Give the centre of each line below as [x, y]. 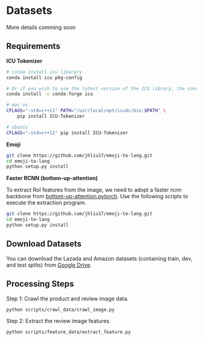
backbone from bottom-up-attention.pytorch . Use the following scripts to [97, 196]
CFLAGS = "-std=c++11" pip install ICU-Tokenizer [67, 133]
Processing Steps [40, 284]
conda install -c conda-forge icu [50, 94]
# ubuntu [17, 127]
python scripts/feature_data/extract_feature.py [69, 332]
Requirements [33, 46]
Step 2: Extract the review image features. [59, 320]
